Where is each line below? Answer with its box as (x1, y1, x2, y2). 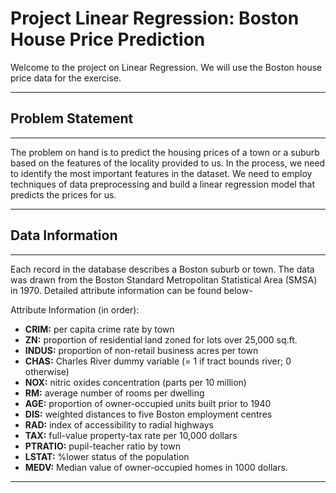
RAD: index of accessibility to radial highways (24, 418, 214, 431)
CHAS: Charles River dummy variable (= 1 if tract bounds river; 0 (24, 355, 292, 367)
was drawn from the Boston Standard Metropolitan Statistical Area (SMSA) (10, 273, 318, 286)
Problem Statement (10, 110, 134, 127)
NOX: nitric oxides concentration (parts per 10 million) (24, 376, 247, 388)
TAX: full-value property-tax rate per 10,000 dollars (24, 429, 238, 441)
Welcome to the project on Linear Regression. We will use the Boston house (10, 61, 323, 73)
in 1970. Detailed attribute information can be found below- (10, 284, 253, 296)
